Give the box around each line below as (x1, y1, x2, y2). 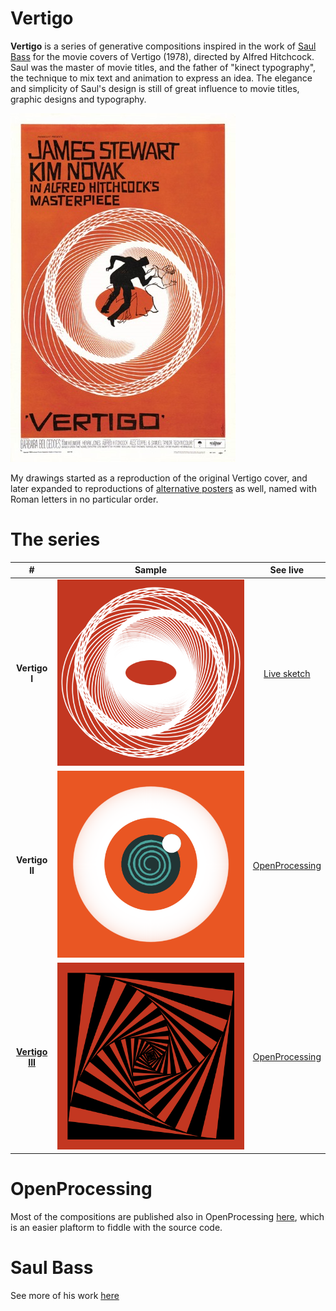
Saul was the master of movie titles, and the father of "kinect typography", (10, 61, 317, 73)
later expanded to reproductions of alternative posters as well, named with (10, 482, 317, 494)
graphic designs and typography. (10, 93, 147, 105)
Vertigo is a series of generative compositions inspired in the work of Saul (10, 40, 317, 52)
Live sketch (263, 667, 311, 679)
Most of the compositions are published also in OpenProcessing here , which (10, 1211, 325, 1223)
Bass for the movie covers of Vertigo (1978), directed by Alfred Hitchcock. (10, 50, 315, 62)
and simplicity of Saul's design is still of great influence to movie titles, (10, 82, 300, 94)
